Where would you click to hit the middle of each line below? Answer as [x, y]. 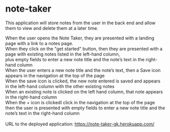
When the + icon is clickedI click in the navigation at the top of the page [80, 102]
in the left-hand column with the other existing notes [60, 86]
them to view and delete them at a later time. [52, 28]
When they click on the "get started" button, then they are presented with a [84, 49]
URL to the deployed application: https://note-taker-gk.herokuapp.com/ [80, 124]
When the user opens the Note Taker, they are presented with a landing [80, 38]
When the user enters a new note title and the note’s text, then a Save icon [83, 70]
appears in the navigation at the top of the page [55, 75]
